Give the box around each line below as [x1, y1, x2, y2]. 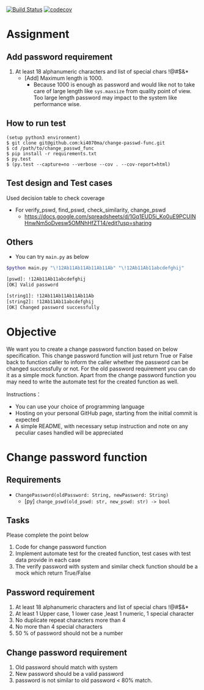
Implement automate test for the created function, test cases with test [15, 550, 191, 558]
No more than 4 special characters [15, 623, 103, 631]
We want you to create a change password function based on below [6, 345, 178, 353]
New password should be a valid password [15, 670, 124, 678]
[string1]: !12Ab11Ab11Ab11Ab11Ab [6, 293, 95, 299]
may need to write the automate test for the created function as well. [6, 378, 179, 385]
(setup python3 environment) [6, 134, 81, 140]
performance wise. [33, 101, 81, 107]
